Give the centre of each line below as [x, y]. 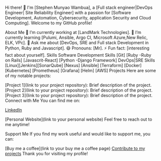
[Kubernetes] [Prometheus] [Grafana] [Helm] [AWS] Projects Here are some [80, 71]
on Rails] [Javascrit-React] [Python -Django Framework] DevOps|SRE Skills [80, 60]
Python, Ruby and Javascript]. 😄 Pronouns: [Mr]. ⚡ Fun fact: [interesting [77, 48]
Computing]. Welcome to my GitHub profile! [49, 23]
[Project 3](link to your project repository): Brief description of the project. [79, 95]
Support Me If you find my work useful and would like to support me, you [78, 134]
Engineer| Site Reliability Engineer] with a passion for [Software [68, 13]
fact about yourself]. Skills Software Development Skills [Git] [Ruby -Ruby [78, 55]
